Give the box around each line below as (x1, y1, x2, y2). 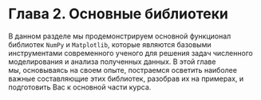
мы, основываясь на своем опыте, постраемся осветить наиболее (8, 65, 238, 74)
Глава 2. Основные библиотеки (8, 5, 229, 23)
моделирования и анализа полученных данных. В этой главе (8, 57, 216, 66)
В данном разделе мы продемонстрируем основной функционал (8, 31, 231, 41)
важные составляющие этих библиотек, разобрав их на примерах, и (8, 74, 244, 83)
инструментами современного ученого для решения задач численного (8, 48, 253, 58)
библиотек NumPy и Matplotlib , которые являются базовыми (8, 39, 212, 49)
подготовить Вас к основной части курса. (8, 82, 152, 92)
